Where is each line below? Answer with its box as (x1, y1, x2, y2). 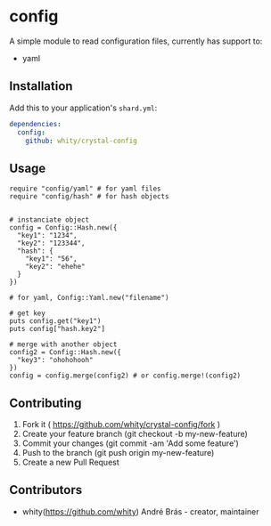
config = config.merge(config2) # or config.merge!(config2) (9, 371, 242, 380)
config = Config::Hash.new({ (9, 223, 118, 232)
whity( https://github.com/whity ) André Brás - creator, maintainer (21, 506, 260, 517)
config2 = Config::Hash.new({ (9, 348, 122, 357)
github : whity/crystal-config (25, 136, 138, 145)
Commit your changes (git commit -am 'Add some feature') (21, 438, 239, 449)
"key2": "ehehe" (25, 263, 86, 271)
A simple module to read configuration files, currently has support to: (9, 36, 263, 46)
